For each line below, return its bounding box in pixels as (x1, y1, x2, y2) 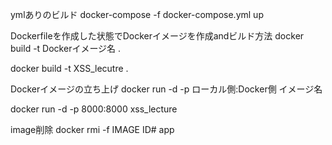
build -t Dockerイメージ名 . (10, 43, 122, 54)
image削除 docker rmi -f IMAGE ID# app (10, 124, 175, 135)
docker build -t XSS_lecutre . (10, 63, 129, 74)
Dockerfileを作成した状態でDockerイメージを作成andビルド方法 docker (10, 30, 305, 42)
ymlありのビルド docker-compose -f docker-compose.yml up (10, 9, 264, 20)
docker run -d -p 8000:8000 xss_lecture (10, 103, 178, 115)
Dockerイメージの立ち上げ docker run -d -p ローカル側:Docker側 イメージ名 (10, 83, 323, 95)
